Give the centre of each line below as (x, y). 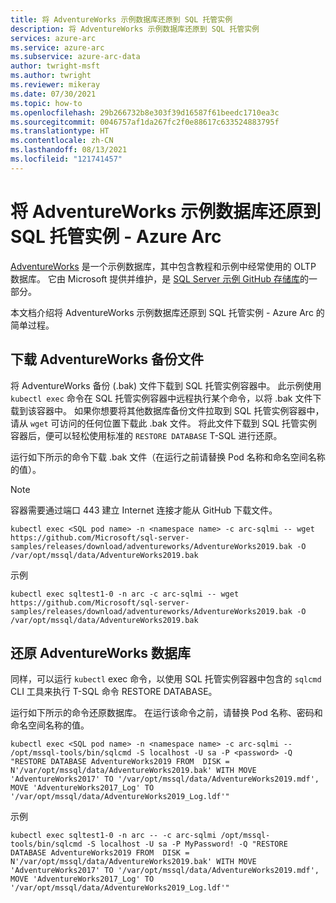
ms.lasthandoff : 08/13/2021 (69, 150)
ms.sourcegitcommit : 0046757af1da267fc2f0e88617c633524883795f (145, 122)
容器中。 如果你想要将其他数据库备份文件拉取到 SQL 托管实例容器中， (180, 410)
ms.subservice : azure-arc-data (75, 57)
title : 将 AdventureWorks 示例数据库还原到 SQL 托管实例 (121, 19)
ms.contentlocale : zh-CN (62, 141)
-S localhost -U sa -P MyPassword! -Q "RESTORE (187, 844)
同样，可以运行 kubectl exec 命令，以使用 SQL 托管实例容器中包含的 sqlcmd (166, 679)
